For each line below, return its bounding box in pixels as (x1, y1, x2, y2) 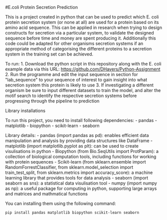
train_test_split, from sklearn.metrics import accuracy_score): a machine (5, 169, 153, 175)
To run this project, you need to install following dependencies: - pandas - (5, 117, 157, 123)
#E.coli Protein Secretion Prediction (5, 4, 78, 10)
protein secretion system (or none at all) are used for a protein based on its (5, 19, 159, 25)
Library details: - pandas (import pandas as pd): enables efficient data (5, 132, 149, 138)
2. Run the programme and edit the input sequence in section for (5, 71, 138, 77)
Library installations (5, 107, 46, 113)
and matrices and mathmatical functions (5, 191, 88, 196)
